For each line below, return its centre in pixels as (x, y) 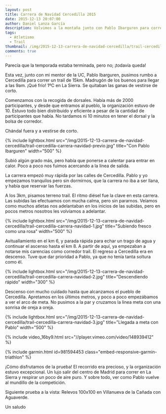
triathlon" (15, 357)
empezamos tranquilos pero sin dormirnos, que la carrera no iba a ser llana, (82, 181)
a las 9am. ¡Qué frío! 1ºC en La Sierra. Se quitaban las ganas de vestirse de (81, 85)
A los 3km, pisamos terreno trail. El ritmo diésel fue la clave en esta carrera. (82, 195)
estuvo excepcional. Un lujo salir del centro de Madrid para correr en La (78, 372)
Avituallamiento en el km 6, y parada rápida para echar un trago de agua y (80, 241)
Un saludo (16, 407)
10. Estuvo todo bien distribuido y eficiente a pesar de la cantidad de (75, 111)
